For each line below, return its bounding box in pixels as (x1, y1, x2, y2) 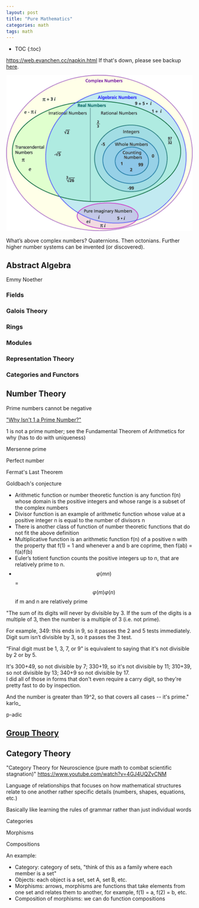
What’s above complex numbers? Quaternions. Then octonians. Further (6, 237, 180, 244)
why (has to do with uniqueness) (6, 434, 86, 441)
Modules (6, 339, 33, 347)
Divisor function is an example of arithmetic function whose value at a (14, 510, 185, 518)
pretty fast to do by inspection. (6, 681, 81, 688)
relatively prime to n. (14, 561, 65, 568)
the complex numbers (14, 504, 69, 511)
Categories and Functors (6, 370, 79, 379)
